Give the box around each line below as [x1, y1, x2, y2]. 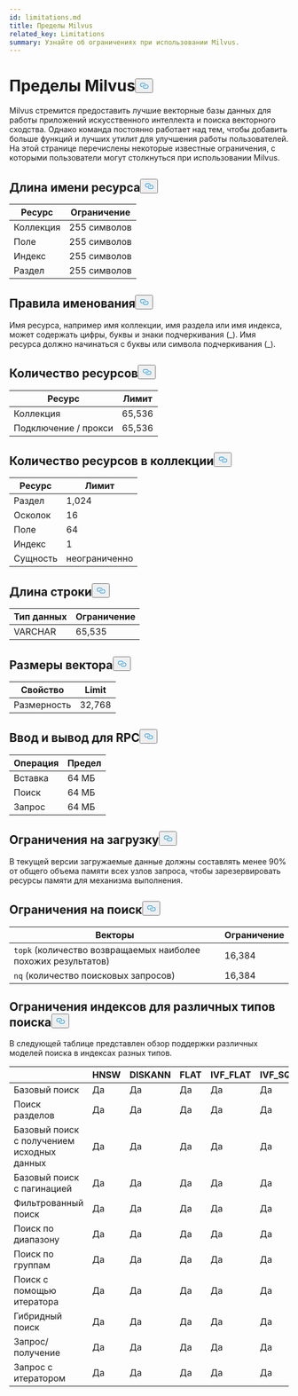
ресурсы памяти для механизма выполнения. [9, 875, 184, 886]
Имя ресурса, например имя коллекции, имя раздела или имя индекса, [9, 319, 282, 330]
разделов [13, 1109, 55, 1122]
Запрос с [13, 1361, 53, 1374]
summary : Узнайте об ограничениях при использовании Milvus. [9, 37, 240, 47]
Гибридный [13, 1310, 63, 1322]
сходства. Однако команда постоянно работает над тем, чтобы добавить [9, 124, 288, 135]
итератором [13, 1372, 67, 1384]
